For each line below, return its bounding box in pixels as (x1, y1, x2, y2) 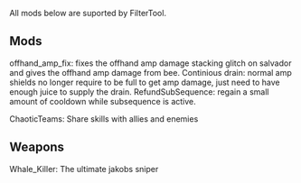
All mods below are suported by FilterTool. (9, 8, 167, 18)
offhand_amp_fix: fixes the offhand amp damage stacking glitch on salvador (9, 58, 292, 69)
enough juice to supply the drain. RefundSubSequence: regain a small (9, 86, 269, 97)
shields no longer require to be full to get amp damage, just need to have (9, 77, 280, 87)
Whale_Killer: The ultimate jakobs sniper (9, 163, 159, 174)
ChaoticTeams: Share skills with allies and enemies (9, 113, 199, 124)
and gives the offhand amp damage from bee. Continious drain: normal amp (9, 67, 292, 78)
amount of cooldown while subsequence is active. (9, 96, 196, 106)
